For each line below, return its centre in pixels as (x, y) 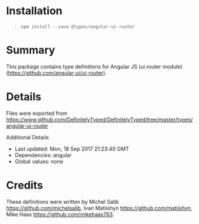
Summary (31, 50)
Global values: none (39, 161)
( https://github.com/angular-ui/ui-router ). (57, 73)
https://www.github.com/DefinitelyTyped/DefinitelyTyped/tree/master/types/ (99, 119)
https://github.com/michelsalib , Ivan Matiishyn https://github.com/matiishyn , (99, 208)
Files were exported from (37, 113)
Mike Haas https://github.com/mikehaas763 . (60, 214)
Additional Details (28, 137)
